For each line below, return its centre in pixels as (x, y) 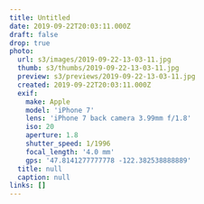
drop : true (30, 43)
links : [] (28, 186)
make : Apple (48, 102)
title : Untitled (40, 18)
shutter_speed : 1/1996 (68, 144)
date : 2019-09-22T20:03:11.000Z (70, 26)
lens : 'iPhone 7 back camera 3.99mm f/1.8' (109, 118)
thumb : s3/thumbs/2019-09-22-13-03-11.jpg (98, 69)
